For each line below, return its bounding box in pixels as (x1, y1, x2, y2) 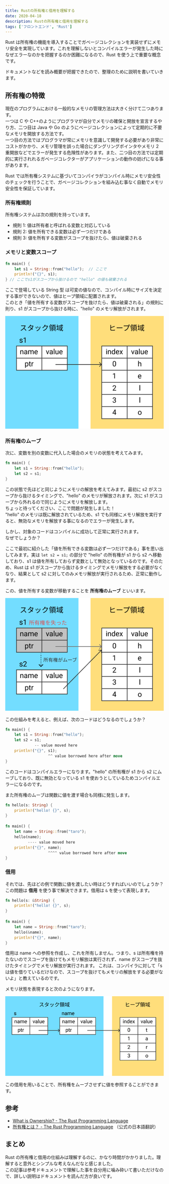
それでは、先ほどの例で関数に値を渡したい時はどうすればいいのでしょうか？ (5, 881, 164, 887)
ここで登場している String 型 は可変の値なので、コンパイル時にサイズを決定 (5, 287, 162, 293)
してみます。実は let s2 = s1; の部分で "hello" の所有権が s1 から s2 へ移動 (5, 551, 162, 558)
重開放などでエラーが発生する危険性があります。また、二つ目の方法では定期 (5, 150, 163, 156)
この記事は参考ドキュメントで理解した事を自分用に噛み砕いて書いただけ (5, 1166, 155, 1173)
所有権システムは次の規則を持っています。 (5, 212, 93, 218)
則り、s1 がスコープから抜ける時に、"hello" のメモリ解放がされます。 (5, 306, 148, 312)
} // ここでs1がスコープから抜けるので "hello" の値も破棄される (5, 277, 127, 282)
